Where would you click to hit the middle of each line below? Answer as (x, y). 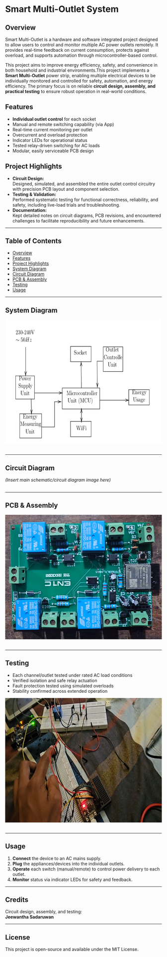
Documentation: (30, 210)
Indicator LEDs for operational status (50, 140)
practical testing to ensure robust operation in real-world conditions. (76, 91)
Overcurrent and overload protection (50, 135)
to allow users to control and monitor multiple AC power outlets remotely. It (82, 45)
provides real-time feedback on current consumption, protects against (77, 50)
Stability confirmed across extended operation (60, 691)
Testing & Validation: (34, 194)
